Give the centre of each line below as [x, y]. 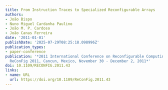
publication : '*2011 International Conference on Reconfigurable [74, 56]
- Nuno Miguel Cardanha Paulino [39, 24]
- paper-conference [25, 51]
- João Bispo [19, 19]
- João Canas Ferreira [29, 33]
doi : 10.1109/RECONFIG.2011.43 [38, 65]
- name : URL [17, 75]
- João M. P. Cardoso [28, 28]
